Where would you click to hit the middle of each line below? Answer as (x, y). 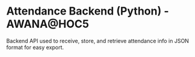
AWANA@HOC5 (48, 24)
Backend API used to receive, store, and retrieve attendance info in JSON (98, 41)
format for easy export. (35, 47)
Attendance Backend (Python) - (88, 11)
